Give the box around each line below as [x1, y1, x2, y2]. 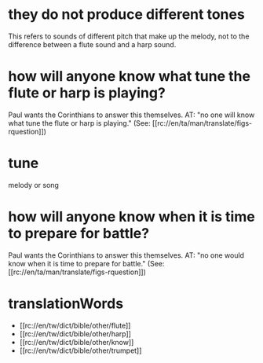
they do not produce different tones [8, 5, 245, 24]
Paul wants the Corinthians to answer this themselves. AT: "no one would [8, 250, 245, 260]
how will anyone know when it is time [8, 208, 255, 225]
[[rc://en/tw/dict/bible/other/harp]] [19, 328, 132, 339]
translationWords [8, 295, 124, 312]
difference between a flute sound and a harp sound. [8, 39, 177, 49]
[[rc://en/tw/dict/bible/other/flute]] [19, 321, 131, 330]
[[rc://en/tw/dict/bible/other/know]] [19, 337, 134, 346]
